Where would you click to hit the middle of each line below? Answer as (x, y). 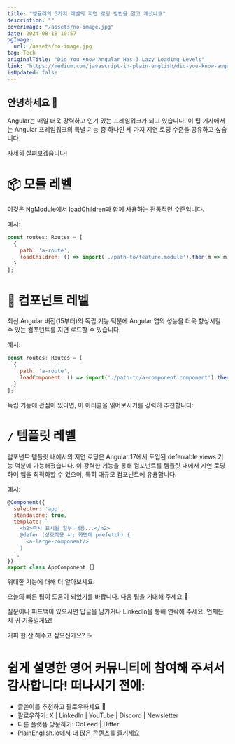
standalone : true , (41, 515)
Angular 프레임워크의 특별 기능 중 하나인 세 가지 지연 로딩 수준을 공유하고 (114, 130)
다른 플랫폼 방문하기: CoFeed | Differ (68, 724)
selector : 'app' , (39, 509)
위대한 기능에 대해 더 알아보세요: (51, 582)
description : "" (31, 20)
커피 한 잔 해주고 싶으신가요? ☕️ (50, 635)
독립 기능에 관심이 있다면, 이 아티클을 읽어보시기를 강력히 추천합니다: (100, 405)
